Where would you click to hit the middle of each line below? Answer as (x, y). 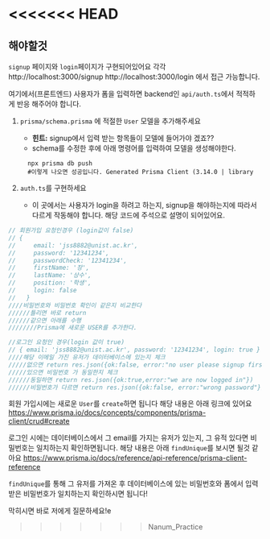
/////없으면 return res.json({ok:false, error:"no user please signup (127, 365)
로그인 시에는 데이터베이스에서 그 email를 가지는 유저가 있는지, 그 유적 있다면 (129, 438)
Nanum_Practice (176, 527)
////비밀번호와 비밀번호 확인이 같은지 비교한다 (75, 305)
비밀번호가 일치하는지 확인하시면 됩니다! (86, 494)
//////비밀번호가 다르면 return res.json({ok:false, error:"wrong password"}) (137, 388)
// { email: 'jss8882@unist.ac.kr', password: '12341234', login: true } (135, 350)
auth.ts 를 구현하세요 (53, 188)
